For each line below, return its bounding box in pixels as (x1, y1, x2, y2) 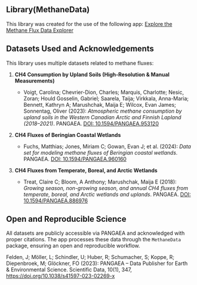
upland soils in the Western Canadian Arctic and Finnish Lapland (23, 113, 182, 120)
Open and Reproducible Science (6, 214, 126, 224)
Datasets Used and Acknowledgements (6, 44, 154, 54)
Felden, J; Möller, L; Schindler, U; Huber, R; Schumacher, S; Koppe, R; (6, 254, 175, 261)
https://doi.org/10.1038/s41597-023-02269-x (6, 273, 115, 280)
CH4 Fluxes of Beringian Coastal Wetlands (14, 131, 121, 138)
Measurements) (14, 77, 55, 84)
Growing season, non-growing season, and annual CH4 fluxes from (23, 184, 188, 191)
